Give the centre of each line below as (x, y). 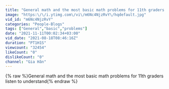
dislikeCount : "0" (25, 57)
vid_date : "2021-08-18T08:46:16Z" (42, 38)
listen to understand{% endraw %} (41, 81)
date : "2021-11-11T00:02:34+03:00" (43, 33)
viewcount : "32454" (26, 48)
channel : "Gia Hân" (26, 62)
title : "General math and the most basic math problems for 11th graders (85, 10)
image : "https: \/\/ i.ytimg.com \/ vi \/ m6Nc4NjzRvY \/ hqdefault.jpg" (76, 15)
